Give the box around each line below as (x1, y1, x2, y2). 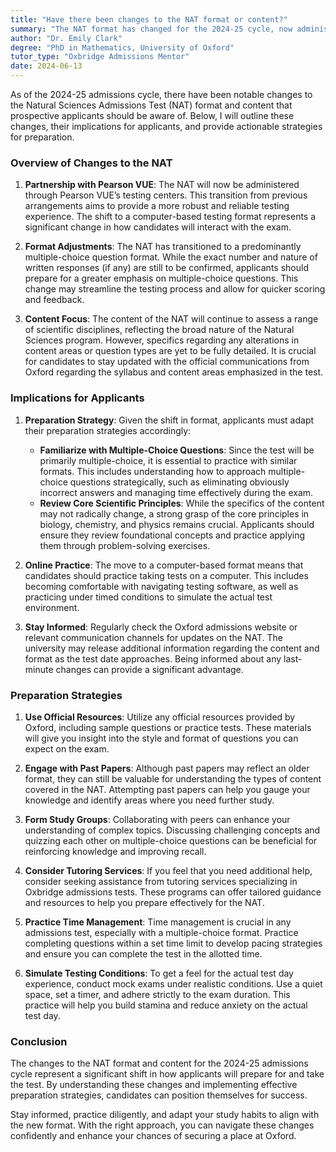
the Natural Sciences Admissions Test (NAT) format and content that (10, 99, 293, 111)
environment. (24, 601, 80, 613)
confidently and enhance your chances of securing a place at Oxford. (10, 1130, 297, 1142)
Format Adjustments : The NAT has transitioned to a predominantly (24, 241, 302, 253)
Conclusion (10, 1034, 68, 1048)
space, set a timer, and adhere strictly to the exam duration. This (24, 988, 291, 1000)
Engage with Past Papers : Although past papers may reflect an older (24, 762, 310, 774)
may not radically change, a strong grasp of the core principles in (39, 507, 310, 520)
